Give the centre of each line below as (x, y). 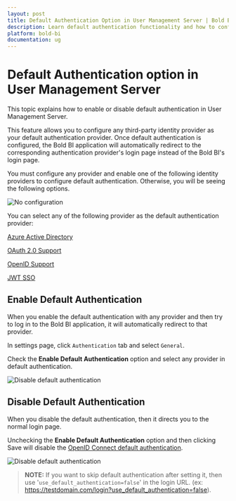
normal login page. (34, 427)
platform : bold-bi (34, 33)
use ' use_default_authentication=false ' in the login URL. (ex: (114, 482)
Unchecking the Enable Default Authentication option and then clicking (112, 440)
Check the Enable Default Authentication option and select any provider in (116, 358)
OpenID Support (31, 264)
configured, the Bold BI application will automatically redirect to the (104, 145)
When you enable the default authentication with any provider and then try (115, 316)
